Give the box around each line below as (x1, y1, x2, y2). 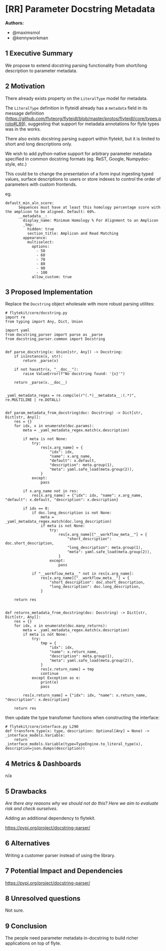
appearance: (23, 235, 48, 240)
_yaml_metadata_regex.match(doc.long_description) (5, 519, 112, 524)
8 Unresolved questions (5, 894, 81, 903)
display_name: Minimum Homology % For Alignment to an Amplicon (23, 218, 159, 223)
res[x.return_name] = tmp (40, 667, 94, 672)
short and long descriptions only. (5, 141, 73, 147)
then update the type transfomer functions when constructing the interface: (5, 715, 160, 721)
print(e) (40, 680, 58, 685)
